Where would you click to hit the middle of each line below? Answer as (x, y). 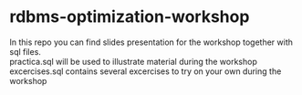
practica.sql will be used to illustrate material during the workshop (133, 61)
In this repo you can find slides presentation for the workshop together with (151, 42)
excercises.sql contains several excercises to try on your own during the (146, 71)
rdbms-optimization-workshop (130, 17)
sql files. (25, 51)
